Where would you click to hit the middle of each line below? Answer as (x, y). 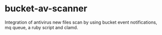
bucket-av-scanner (46, 9)
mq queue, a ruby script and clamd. (41, 27)
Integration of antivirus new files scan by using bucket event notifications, (81, 22)
